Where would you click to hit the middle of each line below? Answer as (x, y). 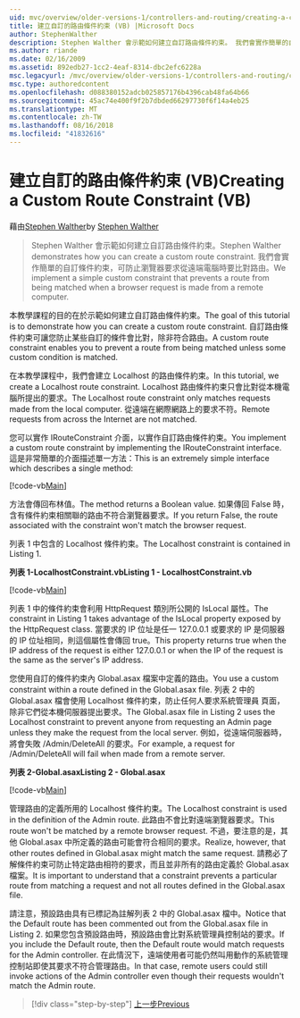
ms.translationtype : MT (54, 109)
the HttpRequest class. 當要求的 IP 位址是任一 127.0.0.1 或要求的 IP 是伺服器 (147, 629)
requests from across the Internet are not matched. (104, 419)
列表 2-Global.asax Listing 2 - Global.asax (87, 772)
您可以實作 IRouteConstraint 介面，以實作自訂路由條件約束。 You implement (148, 437)
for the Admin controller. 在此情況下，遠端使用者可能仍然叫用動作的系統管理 (149, 955)
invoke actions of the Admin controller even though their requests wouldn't (147, 976)
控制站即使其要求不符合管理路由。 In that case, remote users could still (138, 965)
